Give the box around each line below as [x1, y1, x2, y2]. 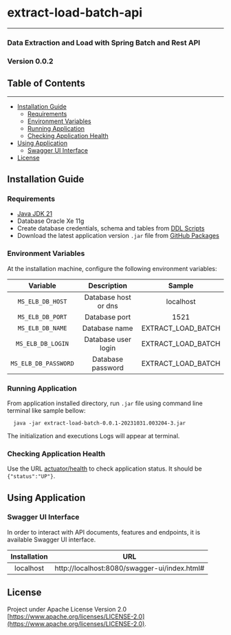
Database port [85, 312, 131, 321]
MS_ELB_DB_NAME [17, 324, 67, 332]
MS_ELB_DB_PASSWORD [10, 359, 74, 367]
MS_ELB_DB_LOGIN [16, 339, 69, 347]
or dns [97, 301, 118, 310]
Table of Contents [7, 78, 86, 89]
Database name [82, 323, 133, 333]
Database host [84, 292, 132, 302]
